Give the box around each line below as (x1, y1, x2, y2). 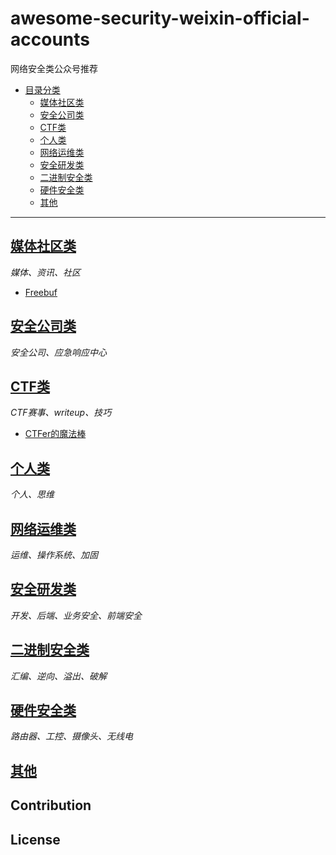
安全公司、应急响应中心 (10, 346, 107, 358)
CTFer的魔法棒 (24, 428, 87, 440)
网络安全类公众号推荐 (10, 62, 98, 74)
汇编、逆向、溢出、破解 (10, 670, 107, 682)
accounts (10, 28, 90, 51)
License (10, 831, 61, 848)
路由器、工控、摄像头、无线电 (10, 730, 133, 742)
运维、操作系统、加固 (10, 549, 98, 561)
